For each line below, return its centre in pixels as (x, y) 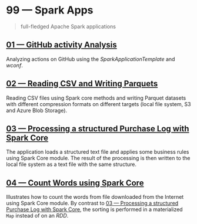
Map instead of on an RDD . (37, 216)
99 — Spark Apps (50, 10)
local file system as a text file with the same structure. (71, 164)
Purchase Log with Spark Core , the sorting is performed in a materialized (95, 209)
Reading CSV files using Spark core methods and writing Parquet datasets (96, 98)
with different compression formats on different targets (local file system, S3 (98, 104)
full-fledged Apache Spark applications (68, 26)
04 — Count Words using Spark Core (75, 183)
